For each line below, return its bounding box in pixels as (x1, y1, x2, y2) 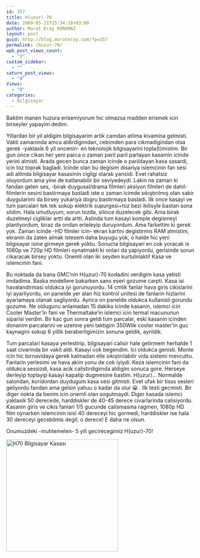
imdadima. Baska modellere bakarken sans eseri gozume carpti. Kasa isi (6, 277, 184, 284)
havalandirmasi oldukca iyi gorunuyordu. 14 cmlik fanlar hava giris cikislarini (6, 283, 193, 291)
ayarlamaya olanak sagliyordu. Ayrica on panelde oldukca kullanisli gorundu (6, 296, 193, 303)
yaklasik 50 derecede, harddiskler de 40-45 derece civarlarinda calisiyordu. (6, 397, 193, 404)
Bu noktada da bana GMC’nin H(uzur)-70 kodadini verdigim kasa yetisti (6, 270, 181, 278)
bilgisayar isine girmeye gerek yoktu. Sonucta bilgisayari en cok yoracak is (6, 240, 190, 247)
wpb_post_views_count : (6, 48, 63, 54)
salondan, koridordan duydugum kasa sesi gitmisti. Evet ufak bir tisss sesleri (6, 377, 194, 385)
